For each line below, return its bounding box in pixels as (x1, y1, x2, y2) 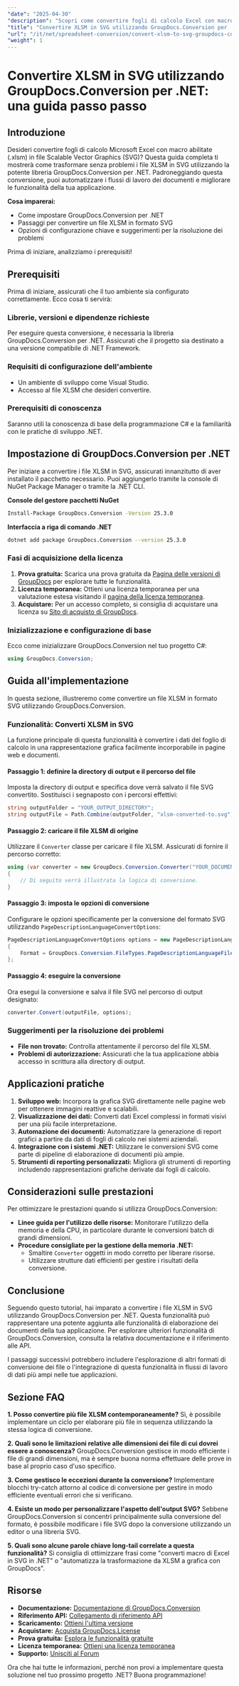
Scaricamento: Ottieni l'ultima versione (17, 1618, 134, 1627)
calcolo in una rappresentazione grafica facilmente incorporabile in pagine (7, 743, 225, 752)
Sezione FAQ (7, 1391, 65, 1403)
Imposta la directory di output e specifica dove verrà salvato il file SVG (7, 783, 214, 792)
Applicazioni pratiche (7, 1078, 105, 1090)
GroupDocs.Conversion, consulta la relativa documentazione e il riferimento (7, 1334, 229, 1343)
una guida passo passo (7, 98, 147, 114)
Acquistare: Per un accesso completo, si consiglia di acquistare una (17, 600, 218, 608)
